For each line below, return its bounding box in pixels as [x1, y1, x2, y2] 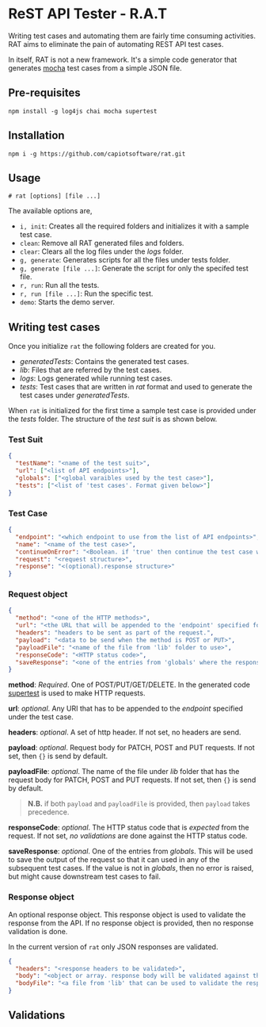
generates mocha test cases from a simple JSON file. [8, 63, 182, 72]
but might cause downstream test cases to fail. [8, 872, 161, 881]
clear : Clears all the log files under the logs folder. [19, 247, 184, 256]
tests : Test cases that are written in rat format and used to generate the [19, 382, 253, 392]
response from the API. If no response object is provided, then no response [8, 918, 254, 928]
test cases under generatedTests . [19, 390, 130, 400]
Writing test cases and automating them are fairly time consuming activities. [8, 31, 256, 40]
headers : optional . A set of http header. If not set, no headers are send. [8, 727, 241, 738]
